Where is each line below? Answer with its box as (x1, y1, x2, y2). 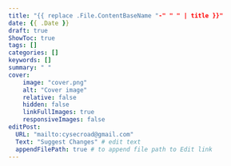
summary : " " (8, 64, 52, 72)
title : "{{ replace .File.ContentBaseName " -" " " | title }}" (8, 11, 224, 20)
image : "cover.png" (22, 78, 88, 86)
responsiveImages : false (22, 116, 106, 124)
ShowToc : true (8, 34, 56, 42)
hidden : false (22, 101, 70, 109)
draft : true (8, 26, 48, 34)
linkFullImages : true (22, 109, 94, 117)
